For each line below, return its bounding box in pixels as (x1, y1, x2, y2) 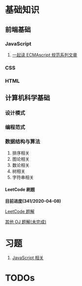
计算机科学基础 (5, 94, 50, 102)
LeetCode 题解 (5, 209, 35, 214)
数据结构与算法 (5, 138, 41, 145)
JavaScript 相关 (12, 255, 44, 261)
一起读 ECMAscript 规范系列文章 (12, 52, 77, 57)
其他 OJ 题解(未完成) (5, 219, 46, 225)
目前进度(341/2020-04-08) (5, 198, 61, 204)
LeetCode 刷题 (5, 186, 35, 192)
